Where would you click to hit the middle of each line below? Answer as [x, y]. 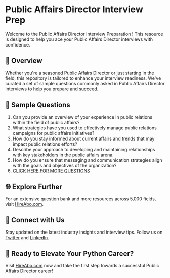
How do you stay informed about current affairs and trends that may [83, 138]
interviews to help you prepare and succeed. [52, 89]
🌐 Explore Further [34, 186]
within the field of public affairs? [46, 122]
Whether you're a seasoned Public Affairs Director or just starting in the [80, 73]
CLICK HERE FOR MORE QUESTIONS [51, 171]
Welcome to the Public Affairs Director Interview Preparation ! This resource [84, 34]
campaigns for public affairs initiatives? [53, 133]
